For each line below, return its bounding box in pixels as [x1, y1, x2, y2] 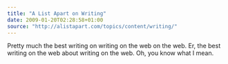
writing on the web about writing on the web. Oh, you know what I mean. [7, 49, 214, 57]
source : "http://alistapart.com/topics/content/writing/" [7, 23, 178, 30]
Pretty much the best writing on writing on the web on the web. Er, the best [7, 42, 221, 50]
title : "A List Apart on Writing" [7, 10, 107, 17]
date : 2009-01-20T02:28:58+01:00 [7, 17, 104, 23]
